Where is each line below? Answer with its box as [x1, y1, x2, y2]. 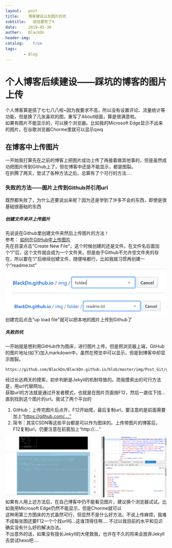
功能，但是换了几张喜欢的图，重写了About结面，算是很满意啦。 [5, 113, 139, 119]
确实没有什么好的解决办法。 [5, 524, 64, 531]
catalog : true [5, 41, 42, 46]
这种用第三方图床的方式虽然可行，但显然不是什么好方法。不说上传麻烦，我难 [5, 512, 167, 518]
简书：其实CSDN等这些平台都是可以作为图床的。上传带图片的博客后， [12, 419, 160, 426]
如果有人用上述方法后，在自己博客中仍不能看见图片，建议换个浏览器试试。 [5, 499, 162, 505]
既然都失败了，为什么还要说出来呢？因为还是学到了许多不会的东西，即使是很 [5, 197, 167, 203]
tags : [5, 46, 17, 51]
